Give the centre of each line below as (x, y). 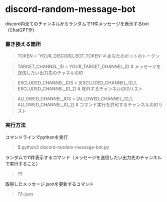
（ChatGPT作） (21, 30)
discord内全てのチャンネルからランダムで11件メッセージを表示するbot (77, 23)
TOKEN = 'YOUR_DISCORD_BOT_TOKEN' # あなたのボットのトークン (88, 56)
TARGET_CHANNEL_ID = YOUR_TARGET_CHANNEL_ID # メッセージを (89, 66)
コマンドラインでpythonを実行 (36, 137)
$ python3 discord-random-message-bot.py (63, 147)
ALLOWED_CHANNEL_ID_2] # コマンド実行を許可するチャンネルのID (88, 105)
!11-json (25, 194)
